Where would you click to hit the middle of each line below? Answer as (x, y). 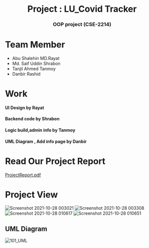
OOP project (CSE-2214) (82, 25)
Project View (32, 194)
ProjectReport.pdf (23, 175)
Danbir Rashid (26, 74)
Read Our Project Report (55, 161)
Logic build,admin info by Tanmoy (40, 130)
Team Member (35, 45)
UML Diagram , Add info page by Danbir (46, 141)
